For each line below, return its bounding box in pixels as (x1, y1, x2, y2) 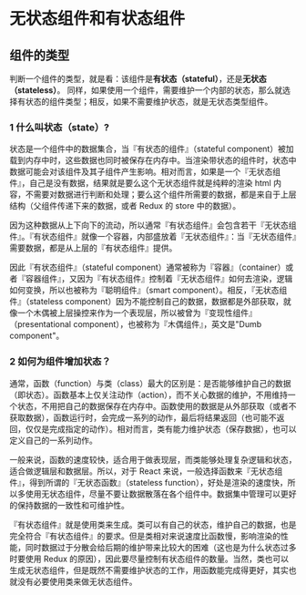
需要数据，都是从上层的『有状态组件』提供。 (9, 242, 178, 253)
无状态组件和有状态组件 (9, 8, 186, 29)
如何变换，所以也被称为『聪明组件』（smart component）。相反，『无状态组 (9, 284, 288, 296)
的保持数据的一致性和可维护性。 (9, 499, 129, 510)
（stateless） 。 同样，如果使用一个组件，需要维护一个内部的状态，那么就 (9, 85, 283, 96)
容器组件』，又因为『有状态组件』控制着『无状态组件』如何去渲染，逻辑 (25, 273, 293, 284)
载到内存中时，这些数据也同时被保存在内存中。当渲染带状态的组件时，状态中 (9, 155, 297, 166)
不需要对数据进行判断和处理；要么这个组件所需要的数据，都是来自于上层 (25, 189, 297, 200)
